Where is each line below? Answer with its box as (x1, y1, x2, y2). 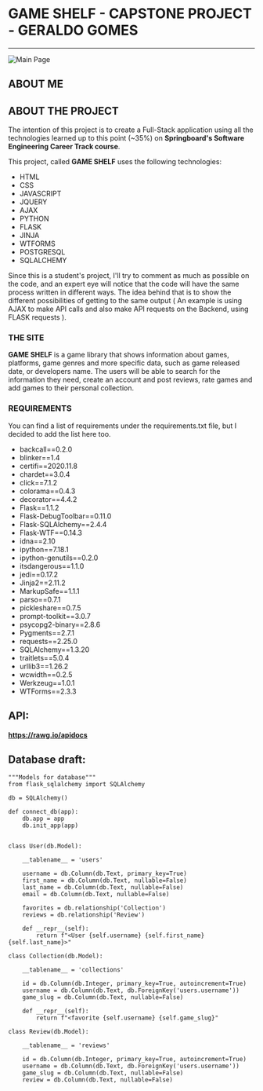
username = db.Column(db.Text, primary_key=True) (22, 870, 188, 878)
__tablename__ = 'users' (22, 856, 103, 864)
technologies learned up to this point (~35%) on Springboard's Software (8, 134, 245, 143)
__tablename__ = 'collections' (22, 966, 124, 974)
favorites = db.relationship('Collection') (22, 904, 167, 912)
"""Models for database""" (8, 774, 96, 782)
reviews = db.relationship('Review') (22, 911, 146, 919)
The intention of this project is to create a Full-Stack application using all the (8, 125, 254, 134)
